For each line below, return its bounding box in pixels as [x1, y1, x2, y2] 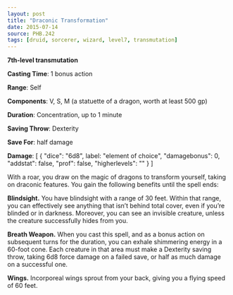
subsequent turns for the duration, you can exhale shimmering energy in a [7, 238, 222, 246]
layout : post [7, 10, 46, 18]
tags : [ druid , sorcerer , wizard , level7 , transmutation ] [7, 37, 178, 44]
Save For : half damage [7, 138, 73, 147]
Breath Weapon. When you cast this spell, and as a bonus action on [7, 230, 206, 239]
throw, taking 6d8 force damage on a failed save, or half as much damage [7, 253, 222, 261]
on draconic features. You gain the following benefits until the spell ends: [7, 181, 220, 189]
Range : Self [7, 83, 42, 92]
